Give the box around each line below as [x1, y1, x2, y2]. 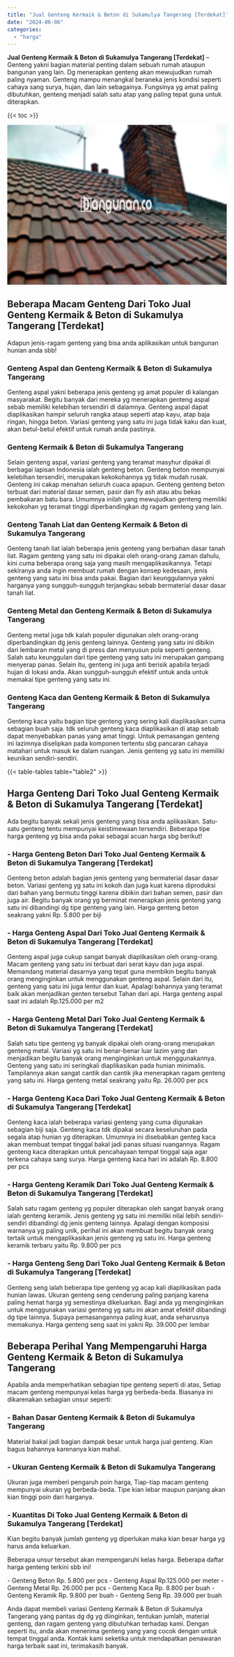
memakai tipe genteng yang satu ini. [7, 675, 111, 683]
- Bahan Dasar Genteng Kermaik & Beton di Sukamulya [7, 1413, 195, 1422]
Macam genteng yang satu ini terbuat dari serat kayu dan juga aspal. [7, 960, 204, 968]
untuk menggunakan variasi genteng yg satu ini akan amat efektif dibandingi [7, 1305, 226, 1314]
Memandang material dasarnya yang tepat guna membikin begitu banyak [7, 967, 217, 976]
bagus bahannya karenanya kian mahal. [7, 1445, 121, 1453]
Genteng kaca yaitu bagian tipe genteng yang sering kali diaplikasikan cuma [7, 717, 226, 726]
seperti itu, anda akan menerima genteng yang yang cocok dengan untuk [7, 1627, 218, 1635]
